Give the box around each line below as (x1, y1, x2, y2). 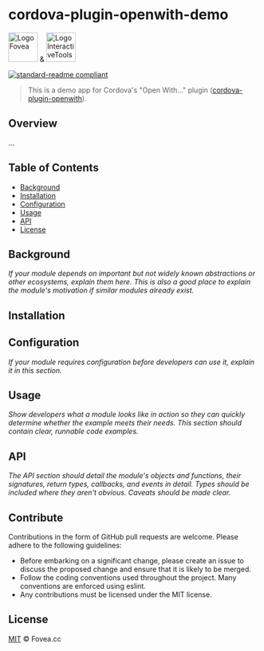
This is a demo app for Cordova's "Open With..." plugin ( (27, 85, 213, 95)
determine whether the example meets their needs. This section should (8, 418, 242, 428)
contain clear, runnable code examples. (8, 426, 139, 436)
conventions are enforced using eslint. (19, 582, 146, 591)
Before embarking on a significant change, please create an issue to (19, 556, 245, 566)
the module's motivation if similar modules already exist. (8, 285, 195, 296)
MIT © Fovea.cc (8, 633, 61, 643)
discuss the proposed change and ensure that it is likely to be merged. (19, 564, 251, 575)
